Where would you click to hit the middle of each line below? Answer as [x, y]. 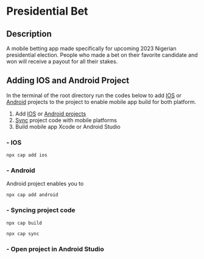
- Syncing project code [41, 210]
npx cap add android [33, 195]
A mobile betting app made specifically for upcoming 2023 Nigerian [91, 48]
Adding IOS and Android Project [68, 81]
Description [29, 34]
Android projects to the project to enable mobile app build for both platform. [101, 101]
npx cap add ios [27, 155]
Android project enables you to [45, 184]
